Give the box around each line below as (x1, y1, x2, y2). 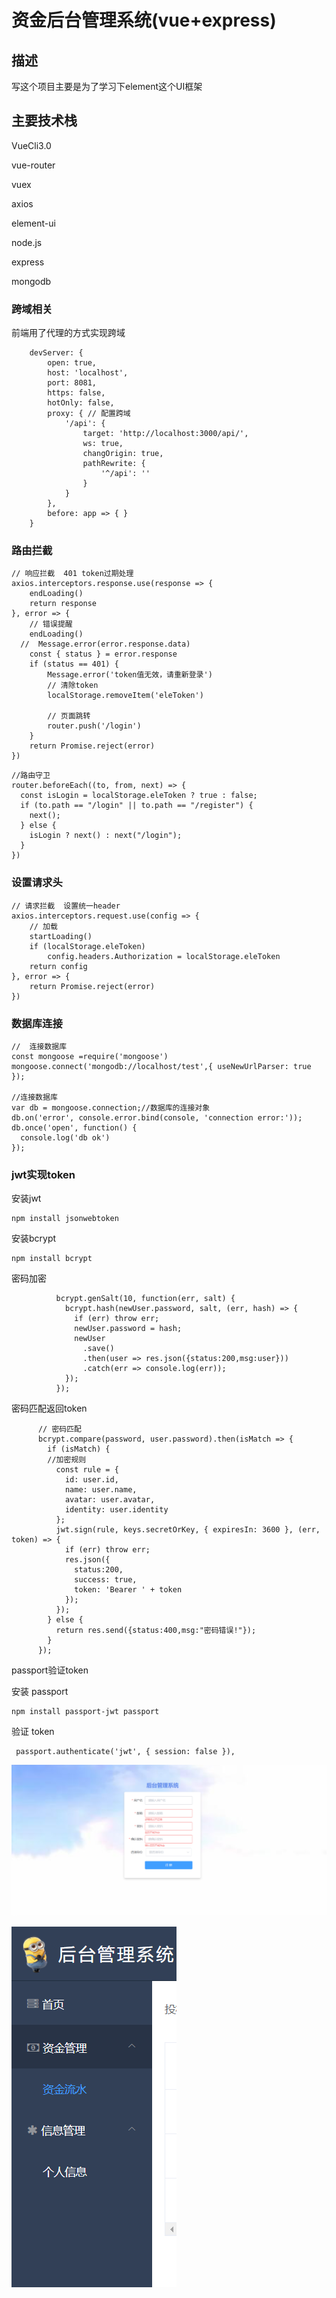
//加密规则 (47, 1455, 87, 1465)
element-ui (11, 217, 56, 229)
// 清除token (47, 681, 99, 691)
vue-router (11, 159, 56, 171)
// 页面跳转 (47, 711, 91, 721)
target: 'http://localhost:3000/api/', (82, 429, 249, 439)
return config (29, 961, 88, 971)
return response (29, 599, 98, 609)
